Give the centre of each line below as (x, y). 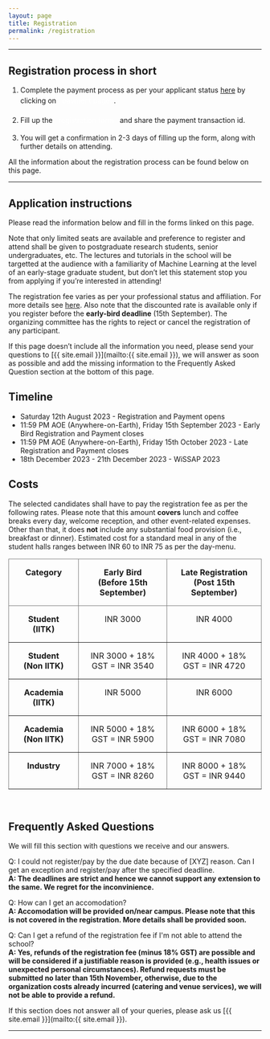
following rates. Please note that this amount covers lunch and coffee (123, 512)
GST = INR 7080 (214, 738)
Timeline (31, 397)
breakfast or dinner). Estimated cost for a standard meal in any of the (123, 538)
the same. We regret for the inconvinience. (81, 887)
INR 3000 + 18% (123, 656)
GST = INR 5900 (123, 738)
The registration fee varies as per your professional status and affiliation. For (135, 297)
